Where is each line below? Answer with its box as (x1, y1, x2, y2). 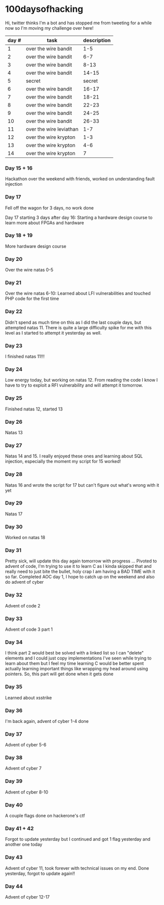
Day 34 (5, 639, 23, 646)
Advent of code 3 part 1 (5, 626, 53, 632)
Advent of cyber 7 (5, 765, 42, 771)
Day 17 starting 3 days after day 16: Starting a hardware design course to (5, 214, 153, 220)
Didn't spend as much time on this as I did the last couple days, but (5, 319, 141, 325)
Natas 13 (5, 429, 23, 435)
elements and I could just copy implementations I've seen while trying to (5, 655, 152, 661)
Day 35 (5, 683, 23, 690)
